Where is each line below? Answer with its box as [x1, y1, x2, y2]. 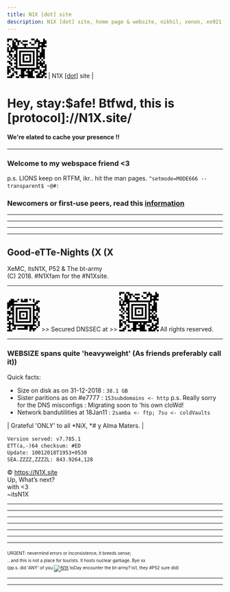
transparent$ [7, 182, 44, 190]
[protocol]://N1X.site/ [7, 110, 132, 126]
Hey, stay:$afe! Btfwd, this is [7, 95, 175, 111]
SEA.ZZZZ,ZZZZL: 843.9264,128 [7, 456, 94, 463]
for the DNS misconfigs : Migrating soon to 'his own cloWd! [16, 401, 184, 409]
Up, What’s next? [7, 475, 55, 484]
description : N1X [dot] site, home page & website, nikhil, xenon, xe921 [7, 18, 222, 25]
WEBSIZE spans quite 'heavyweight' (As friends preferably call [7, 348, 221, 358]
